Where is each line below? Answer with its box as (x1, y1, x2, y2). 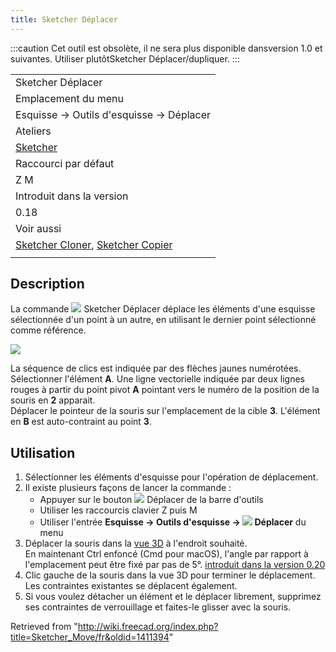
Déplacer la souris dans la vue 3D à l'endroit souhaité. (24, 537, 248, 550)
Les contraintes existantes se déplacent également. (24, 580, 238, 592)
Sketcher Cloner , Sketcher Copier (15, 237, 173, 251)
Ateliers (15, 124, 52, 138)
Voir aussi (15, 221, 62, 235)
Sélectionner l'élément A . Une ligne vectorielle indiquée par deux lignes (10, 373, 305, 385)
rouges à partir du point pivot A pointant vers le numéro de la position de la (10, 384, 320, 396)
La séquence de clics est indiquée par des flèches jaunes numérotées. (10, 362, 302, 375)
